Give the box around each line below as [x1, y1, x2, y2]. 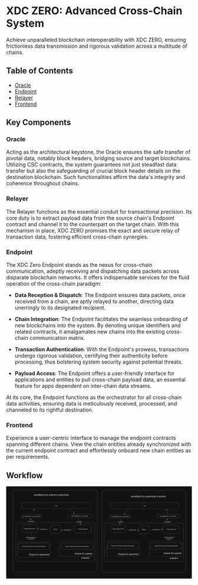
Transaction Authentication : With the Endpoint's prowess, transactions [14, 346, 190, 353]
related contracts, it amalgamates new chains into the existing [14, 328, 165, 335]
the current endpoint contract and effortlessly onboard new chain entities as [6, 447, 192, 454]
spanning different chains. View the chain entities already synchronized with [6, 441, 192, 448]
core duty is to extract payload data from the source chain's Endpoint [6, 214, 175, 221]
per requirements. [6, 453, 50, 460]
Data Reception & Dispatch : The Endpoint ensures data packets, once [14, 292, 186, 299]
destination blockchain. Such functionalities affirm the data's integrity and [6, 174, 186, 181]
